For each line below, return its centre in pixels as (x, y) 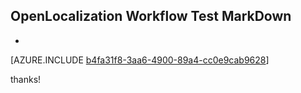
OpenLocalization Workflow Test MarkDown (151, 16)
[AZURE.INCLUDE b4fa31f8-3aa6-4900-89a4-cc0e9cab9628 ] (140, 60)
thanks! (26, 79)
